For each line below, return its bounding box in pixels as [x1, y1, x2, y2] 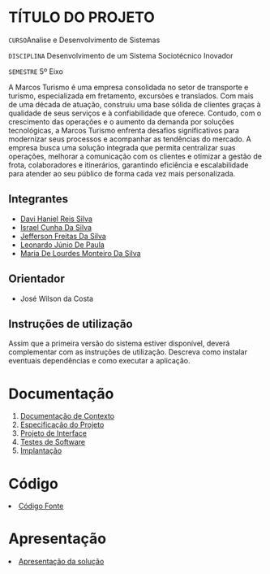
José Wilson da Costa [19, 294, 94, 303]
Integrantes [8, 192, 69, 207]
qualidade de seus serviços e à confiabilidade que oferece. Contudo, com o [8, 108, 262, 118]
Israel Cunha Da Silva [19, 222, 92, 232]
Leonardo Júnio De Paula [19, 240, 105, 250]
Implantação [19, 446, 62, 455]
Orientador [8, 272, 65, 286]
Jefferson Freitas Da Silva [19, 231, 107, 241]
